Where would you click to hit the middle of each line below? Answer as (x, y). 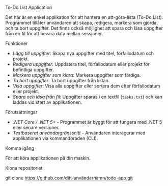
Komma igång (20, 148)
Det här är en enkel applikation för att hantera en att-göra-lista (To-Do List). (84, 17)
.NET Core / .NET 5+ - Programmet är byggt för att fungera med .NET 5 (87, 122)
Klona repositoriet (24, 168)
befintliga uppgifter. (33, 69)
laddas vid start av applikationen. (47, 102)
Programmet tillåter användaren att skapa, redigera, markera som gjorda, (81, 23)
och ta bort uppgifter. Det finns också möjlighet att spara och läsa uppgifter (84, 28)
